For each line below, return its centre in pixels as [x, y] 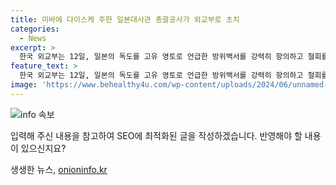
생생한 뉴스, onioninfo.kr [59, 169]
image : [24, 85]
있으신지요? [43, 148]
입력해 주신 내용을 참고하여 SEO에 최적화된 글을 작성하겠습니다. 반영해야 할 [156, 135]
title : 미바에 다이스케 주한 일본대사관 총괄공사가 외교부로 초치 [125, 19]
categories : [35, 29]
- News [33, 38]
